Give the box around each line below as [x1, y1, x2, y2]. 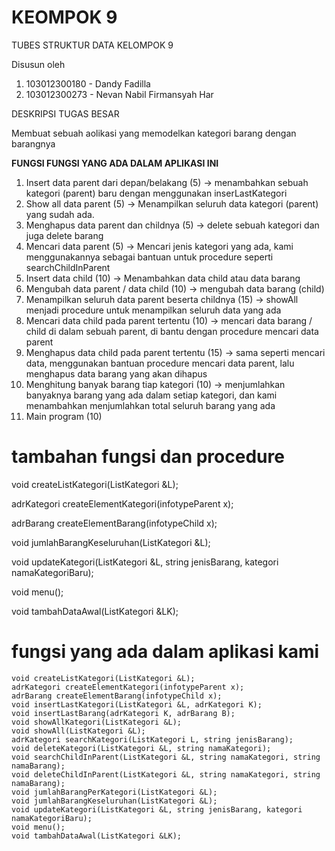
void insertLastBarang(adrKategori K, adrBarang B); [11, 708, 236, 718]
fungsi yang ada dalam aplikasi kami [11, 641, 320, 663]
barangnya [11, 137, 56, 150]
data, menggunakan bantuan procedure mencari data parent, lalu [25, 357, 295, 369]
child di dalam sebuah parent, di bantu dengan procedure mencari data [25, 325, 319, 337]
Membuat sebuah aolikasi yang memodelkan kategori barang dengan [11, 127, 297, 139]
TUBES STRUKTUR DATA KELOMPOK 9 [11, 39, 174, 51]
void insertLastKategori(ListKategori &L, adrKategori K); [11, 699, 263, 710]
